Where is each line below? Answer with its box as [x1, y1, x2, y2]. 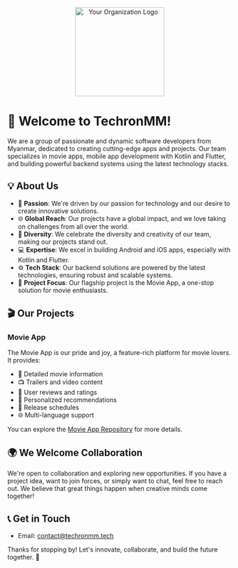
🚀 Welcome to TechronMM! [7, 113, 172, 130]
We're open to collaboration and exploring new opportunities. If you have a [7, 469, 227, 477]
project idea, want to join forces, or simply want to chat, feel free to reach [7, 477, 223, 485]
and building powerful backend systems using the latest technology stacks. [7, 159, 229, 167]
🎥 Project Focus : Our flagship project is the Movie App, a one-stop [17, 278, 214, 286]
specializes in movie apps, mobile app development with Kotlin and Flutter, [7, 152, 227, 160]
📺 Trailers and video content [17, 378, 103, 386]
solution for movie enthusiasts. [17, 286, 108, 294]
